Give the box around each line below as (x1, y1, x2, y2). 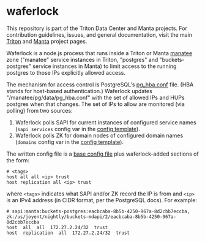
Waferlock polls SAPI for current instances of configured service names (15, 118, 197, 126)
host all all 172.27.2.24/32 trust (6, 224, 108, 230)
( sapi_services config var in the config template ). (15, 125, 141, 132)
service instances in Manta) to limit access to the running (32, 62, 177, 70)
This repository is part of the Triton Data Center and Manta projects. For (6, 25, 188, 32)
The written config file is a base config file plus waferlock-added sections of (6, 150, 199, 157)
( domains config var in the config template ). (15, 138, 124, 145)
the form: (6, 156, 29, 164)
